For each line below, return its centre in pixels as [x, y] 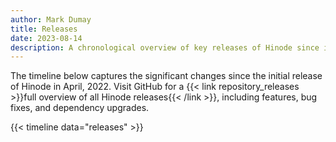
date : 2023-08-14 [46, 38]
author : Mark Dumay [51, 19]
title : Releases [44, 29]
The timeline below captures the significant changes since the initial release [166, 76]
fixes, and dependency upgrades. [80, 108]
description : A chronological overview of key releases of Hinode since [165, 47]
